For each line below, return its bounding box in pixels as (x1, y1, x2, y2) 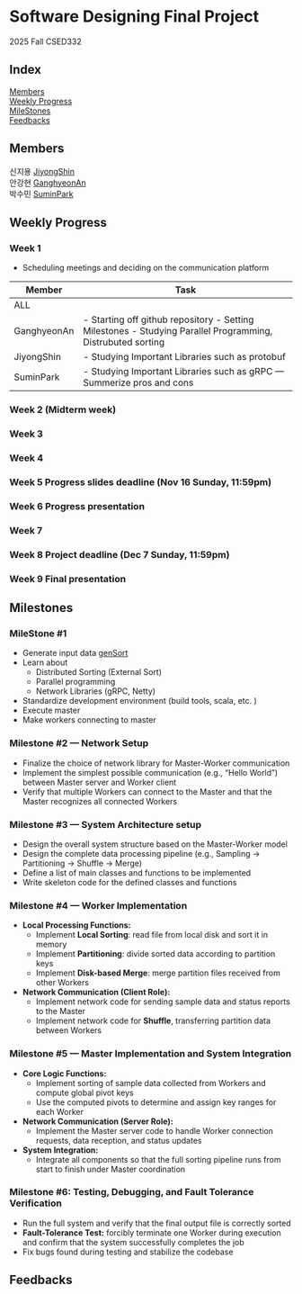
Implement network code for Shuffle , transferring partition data (35, 1015, 271, 1027)
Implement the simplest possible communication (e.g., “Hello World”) (22, 767, 279, 777)
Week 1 (9, 241, 42, 254)
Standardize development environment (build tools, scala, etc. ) (22, 696, 258, 706)
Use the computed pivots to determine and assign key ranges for (35, 1096, 277, 1108)
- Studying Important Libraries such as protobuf (82, 351, 286, 364)
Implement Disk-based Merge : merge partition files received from (35, 967, 280, 978)
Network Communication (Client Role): (22, 987, 171, 998)
